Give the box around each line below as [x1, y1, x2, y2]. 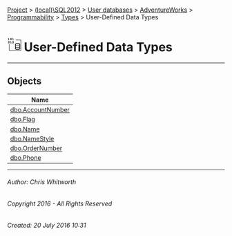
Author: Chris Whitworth [7, 178, 77, 186]
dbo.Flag [10, 115, 36, 124]
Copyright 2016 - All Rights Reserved [7, 199, 113, 208]
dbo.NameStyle [10, 134, 55, 143]
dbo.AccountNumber [10, 106, 70, 114]
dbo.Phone [10, 154, 41, 162]
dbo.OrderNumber [10, 144, 63, 152]
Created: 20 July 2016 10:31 [7, 221, 86, 229]
